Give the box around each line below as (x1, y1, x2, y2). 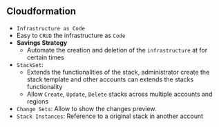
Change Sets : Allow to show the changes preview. (16, 104, 157, 113)
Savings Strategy (16, 38, 68, 47)
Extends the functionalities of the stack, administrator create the (26, 68, 210, 76)
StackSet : (16, 60, 44, 68)
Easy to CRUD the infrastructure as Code (16, 31, 126, 39)
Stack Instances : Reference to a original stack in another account (16, 112, 204, 120)
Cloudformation (6, 6, 77, 17)
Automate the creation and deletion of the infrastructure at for (26, 46, 208, 54)
